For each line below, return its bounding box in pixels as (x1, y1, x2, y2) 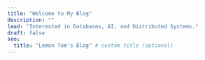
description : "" (7, 17, 55, 23)
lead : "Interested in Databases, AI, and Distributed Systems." (7, 23, 199, 30)
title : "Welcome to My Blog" (7, 10, 92, 17)
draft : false (7, 29, 45, 37)
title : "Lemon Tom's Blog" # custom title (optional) (13, 42, 174, 49)
